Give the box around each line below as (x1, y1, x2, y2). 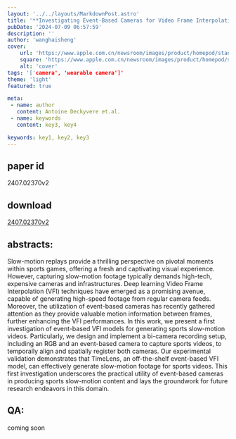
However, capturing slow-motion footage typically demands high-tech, (7, 272, 212, 280)
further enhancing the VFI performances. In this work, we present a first (7, 316, 216, 325)
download (7, 199, 52, 211)
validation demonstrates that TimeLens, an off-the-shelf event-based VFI (7, 354, 219, 363)
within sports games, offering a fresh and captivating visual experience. (7, 264, 215, 273)
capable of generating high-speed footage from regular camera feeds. (7, 294, 211, 303)
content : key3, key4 (16, 121, 77, 128)
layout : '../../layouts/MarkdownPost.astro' (7, 10, 140, 18)
